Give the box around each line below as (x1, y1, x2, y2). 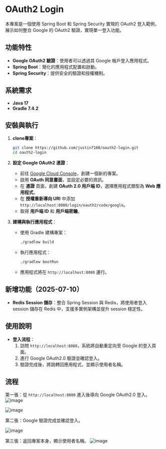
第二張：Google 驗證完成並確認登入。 (5, 417, 83, 423)
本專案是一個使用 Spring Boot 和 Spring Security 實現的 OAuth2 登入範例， (5, 21, 159, 27)
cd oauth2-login (12, 150, 47, 155)
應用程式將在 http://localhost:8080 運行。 (20, 269, 109, 275)
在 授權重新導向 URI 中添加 (20, 196, 75, 202)
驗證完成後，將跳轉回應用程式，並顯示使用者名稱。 (20, 361, 126, 368)
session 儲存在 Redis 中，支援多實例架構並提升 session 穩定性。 (12, 306, 145, 312)
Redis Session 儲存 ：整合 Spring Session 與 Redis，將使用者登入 (12, 299, 147, 305)
